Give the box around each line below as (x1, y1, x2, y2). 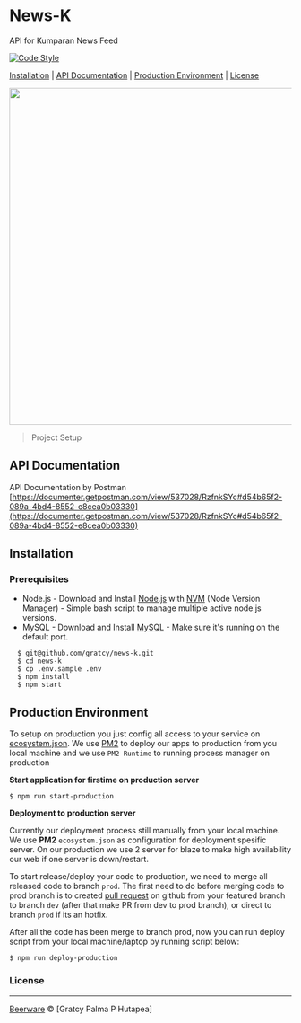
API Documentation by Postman (9, 481, 127, 492)
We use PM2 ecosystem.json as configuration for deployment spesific (9, 834, 267, 845)
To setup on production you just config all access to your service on (9, 728, 261, 739)
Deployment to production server (9, 807, 136, 818)
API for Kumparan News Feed (9, 35, 118, 46)
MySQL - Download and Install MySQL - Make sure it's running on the (21, 622, 280, 633)
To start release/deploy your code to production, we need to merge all (9, 871, 268, 882)
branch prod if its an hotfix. (9, 909, 108, 921)
